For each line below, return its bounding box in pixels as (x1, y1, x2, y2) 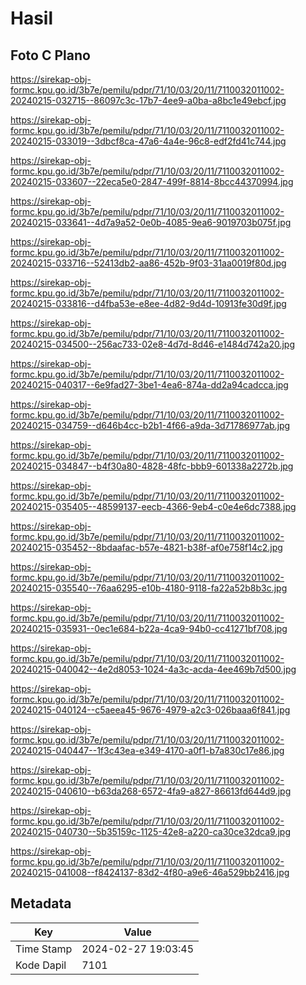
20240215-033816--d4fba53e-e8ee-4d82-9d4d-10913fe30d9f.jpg (10, 298, 287, 309)
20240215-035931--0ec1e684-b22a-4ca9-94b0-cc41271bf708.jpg (10, 623, 288, 634)
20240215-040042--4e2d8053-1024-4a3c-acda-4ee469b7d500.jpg (10, 663, 297, 675)
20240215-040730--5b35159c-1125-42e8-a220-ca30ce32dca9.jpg (10, 826, 291, 837)
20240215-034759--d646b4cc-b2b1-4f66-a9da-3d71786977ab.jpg (10, 420, 291, 431)
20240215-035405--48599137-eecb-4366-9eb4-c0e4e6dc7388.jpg (10, 501, 297, 512)
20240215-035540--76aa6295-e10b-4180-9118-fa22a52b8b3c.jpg (10, 582, 288, 594)
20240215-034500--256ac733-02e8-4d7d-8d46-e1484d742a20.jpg (10, 338, 295, 350)
